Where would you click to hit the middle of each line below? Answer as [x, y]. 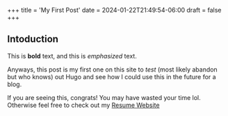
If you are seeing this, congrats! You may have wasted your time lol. [104, 97]
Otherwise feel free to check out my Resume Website [83, 105]
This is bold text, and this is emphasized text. [72, 56]
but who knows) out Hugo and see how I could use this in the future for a [112, 76]
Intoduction [33, 39]
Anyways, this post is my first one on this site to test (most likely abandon [112, 69]
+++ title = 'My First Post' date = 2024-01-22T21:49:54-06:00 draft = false [114, 10]
